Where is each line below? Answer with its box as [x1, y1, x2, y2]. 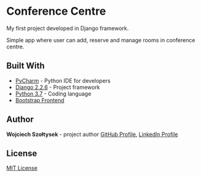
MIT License [6, 164, 38, 172]
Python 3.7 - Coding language [15, 90, 92, 97]
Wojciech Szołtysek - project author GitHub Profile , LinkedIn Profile [6, 130, 178, 138]
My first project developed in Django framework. [6, 24, 129, 32]
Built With [6, 61, 45, 71]
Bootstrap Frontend [15, 96, 64, 104]
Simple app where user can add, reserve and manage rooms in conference [6, 36, 195, 43]
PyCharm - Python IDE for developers [15, 77, 111, 84]
